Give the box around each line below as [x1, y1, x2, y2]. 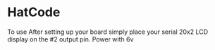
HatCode [7, 4, 61, 20]
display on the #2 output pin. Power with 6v [7, 35, 134, 43]
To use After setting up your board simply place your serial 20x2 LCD [7, 27, 209, 36]
